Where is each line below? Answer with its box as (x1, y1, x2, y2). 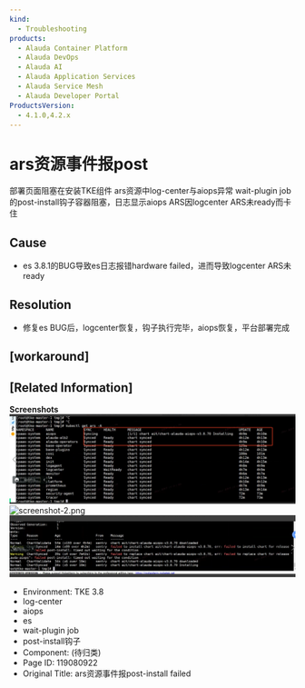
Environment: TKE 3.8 (22, 586, 104, 597)
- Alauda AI (17, 63, 64, 72)
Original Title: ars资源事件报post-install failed (22, 668, 192, 679)
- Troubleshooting (17, 24, 88, 34)
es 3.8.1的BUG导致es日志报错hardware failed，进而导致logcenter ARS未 (22, 260, 292, 272)
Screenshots (9, 404, 59, 415)
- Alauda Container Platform (17, 44, 128, 53)
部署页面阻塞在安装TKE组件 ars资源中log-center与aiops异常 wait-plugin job (9, 185, 292, 196)
